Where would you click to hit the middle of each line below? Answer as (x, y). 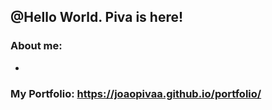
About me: (36, 46)
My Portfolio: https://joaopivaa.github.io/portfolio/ (136, 93)
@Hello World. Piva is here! (97, 17)
